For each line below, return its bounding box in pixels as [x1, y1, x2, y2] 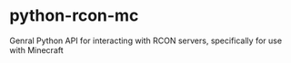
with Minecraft [9, 44, 64, 55]
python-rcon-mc [9, 5, 139, 26]
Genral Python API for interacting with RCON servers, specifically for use [9, 35, 283, 46]
